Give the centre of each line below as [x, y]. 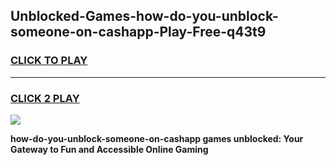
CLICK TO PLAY [49, 61]
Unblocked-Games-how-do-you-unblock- [144, 16]
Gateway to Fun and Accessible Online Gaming [109, 149]
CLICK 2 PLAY [45, 98]
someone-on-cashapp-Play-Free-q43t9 [138, 32]
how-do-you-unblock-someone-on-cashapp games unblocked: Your [157, 138]
